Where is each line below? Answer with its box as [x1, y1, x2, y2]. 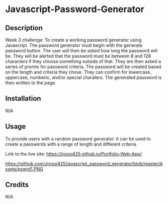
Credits [5, 180, 29, 189]
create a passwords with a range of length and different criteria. [5, 141, 137, 147]
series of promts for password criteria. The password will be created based [5, 64, 161, 70]
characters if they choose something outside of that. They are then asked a [5, 58, 161, 64]
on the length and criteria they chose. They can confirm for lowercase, [5, 69, 152, 75]
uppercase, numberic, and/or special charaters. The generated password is [5, 75, 162, 80]
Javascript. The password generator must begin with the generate [5, 42, 142, 48]
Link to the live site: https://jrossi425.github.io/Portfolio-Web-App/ [5, 151, 142, 157]
